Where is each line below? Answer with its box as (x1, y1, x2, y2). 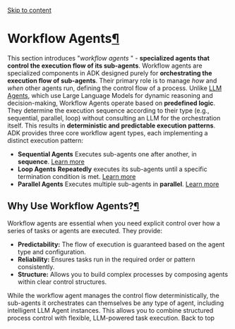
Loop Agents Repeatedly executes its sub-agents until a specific (17, 165, 207, 173)
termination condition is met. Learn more (17, 172, 136, 180)
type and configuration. (17, 247, 86, 256)
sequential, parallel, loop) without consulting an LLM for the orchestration (7, 113, 221, 122)
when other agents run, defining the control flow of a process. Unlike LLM (7, 84, 222, 92)
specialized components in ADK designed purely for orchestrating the (7, 68, 212, 77)
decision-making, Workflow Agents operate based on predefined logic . (7, 99, 215, 107)
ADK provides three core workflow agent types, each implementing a (7, 128, 208, 137)
